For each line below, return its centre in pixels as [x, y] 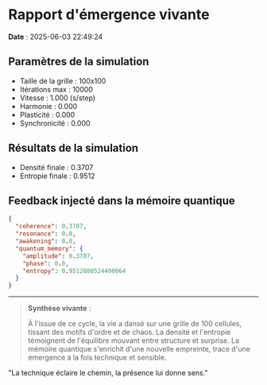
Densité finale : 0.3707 [56, 167]
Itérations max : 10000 [56, 89]
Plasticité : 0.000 [47, 115]
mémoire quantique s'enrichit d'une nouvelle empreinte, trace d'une [139, 349]
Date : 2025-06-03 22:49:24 [56, 37]
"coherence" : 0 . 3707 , [51, 227]
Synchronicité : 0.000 [55, 123]
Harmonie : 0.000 [48, 106]
